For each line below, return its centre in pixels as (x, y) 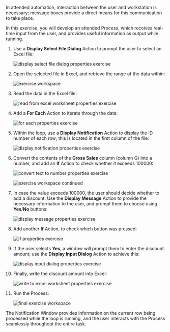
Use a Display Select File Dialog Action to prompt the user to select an (87, 49)
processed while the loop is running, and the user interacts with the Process (86, 318)
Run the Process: (31, 293)
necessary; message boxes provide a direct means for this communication (84, 13)
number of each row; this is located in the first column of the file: (81, 138)
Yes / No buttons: (30, 209)
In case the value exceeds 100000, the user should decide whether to (86, 193)
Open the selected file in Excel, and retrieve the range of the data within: (89, 74)
